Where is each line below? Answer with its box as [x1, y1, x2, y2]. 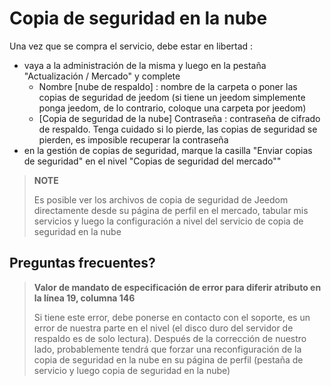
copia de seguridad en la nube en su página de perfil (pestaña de [33, 353, 304, 366]
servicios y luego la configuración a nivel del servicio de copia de [33, 215, 304, 227]
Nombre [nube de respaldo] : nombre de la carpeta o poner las [38, 80, 298, 92]
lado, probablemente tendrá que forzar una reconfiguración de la [33, 343, 302, 355]
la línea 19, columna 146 [33, 292, 136, 304]
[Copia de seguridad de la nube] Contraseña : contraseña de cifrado [38, 112, 321, 124]
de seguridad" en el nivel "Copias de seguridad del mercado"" [23, 155, 282, 167]
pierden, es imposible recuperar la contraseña [38, 133, 229, 146]
